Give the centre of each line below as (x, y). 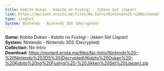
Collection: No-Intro (26, 47)
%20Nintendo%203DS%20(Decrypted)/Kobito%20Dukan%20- (69, 58)
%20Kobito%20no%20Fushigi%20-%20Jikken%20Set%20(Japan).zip (77, 63)
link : (10, 14)
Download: (16, 53)
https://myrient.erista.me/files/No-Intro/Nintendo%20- (83, 53)
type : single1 (20, 19)
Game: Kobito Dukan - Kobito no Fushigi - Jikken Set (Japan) (67, 37)
